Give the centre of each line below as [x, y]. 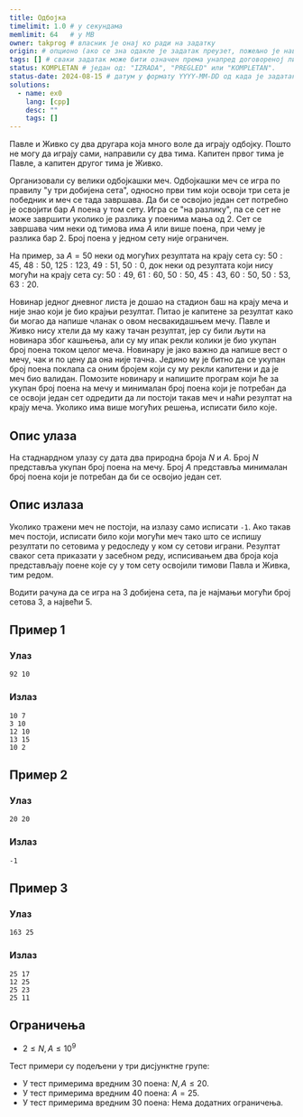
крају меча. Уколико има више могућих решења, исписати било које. [143, 408]
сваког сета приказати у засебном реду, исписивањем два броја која [144, 555]
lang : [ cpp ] [48, 102]
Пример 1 [37, 630]
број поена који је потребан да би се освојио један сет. [116, 476]
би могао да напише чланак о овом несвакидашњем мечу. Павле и [140, 321]
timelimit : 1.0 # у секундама [66, 26]
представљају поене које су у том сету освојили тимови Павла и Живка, [150, 565]
